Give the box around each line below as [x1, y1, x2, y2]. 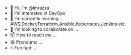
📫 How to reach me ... [10, 32, 57, 38]
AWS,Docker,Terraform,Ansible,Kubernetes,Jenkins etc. [10, 21, 126, 27]
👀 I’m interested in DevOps [10, 10, 65, 16]
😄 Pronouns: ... [10, 39, 43, 45]
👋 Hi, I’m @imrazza [10, 5, 49, 11]
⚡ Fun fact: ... [10, 45, 38, 50]
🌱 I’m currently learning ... [10, 16, 64, 21]
